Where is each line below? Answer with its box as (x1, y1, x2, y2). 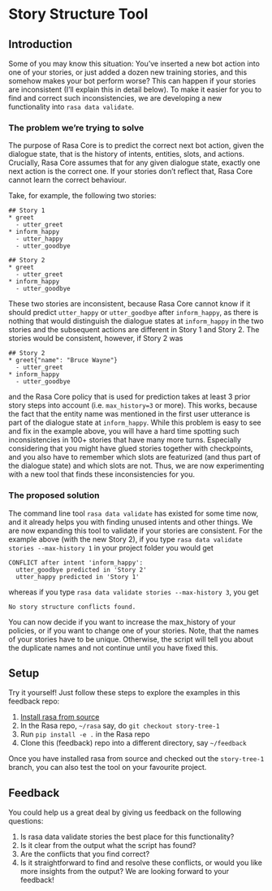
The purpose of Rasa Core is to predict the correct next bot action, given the (8, 141, 265, 150)
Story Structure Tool (8, 5, 149, 24)
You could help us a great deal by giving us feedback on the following (8, 807, 242, 817)
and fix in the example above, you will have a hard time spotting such (8, 426, 240, 436)
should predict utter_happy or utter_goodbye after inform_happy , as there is (8, 308, 259, 318)
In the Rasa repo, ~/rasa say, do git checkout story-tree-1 (19, 720, 220, 731)
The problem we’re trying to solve (8, 122, 145, 133)
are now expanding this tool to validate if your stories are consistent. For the (8, 526, 263, 535)
